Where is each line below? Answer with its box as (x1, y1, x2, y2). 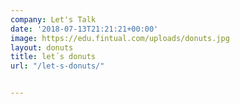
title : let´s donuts (10, 52, 97, 62)
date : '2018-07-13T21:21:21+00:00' (10, 24, 159, 34)
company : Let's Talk (10, 14, 97, 25)
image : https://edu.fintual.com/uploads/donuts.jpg (10, 33, 230, 43)
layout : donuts (10, 42, 74, 53)
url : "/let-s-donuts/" (10, 61, 105, 71)
